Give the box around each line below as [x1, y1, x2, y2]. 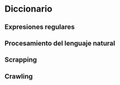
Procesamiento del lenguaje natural [4, 39, 116, 47]
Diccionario [4, 3, 52, 15]
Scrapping [4, 56, 37, 64]
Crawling [4, 72, 33, 81]
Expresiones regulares [4, 23, 75, 31]
